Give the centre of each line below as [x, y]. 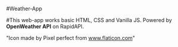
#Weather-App [24, 9]
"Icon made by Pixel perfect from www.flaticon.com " [71, 38]
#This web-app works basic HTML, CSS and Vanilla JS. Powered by [89, 20]
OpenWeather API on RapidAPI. [45, 26]
